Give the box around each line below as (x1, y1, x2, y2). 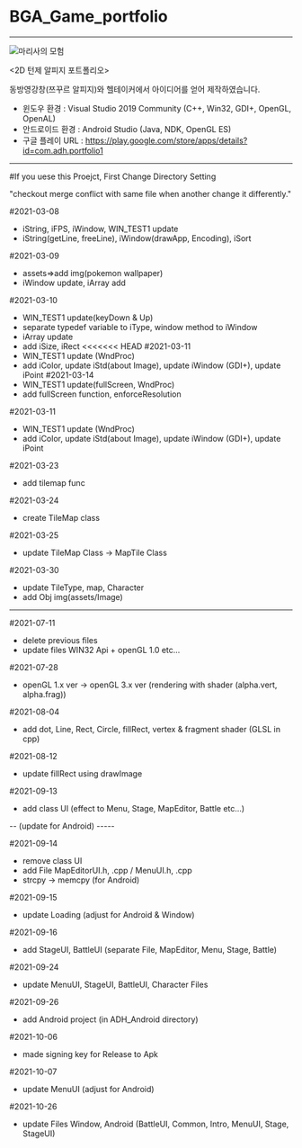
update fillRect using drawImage (22, 767, 143, 779)
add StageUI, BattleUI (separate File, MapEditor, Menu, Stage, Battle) (22, 944, 277, 955)
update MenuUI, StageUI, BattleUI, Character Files (22, 979, 209, 990)
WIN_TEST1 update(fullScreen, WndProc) (22, 379, 175, 390)
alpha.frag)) (22, 688, 67, 699)
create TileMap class (22, 512, 101, 523)
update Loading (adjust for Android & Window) (22, 909, 195, 919)
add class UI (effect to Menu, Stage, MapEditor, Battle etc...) (22, 803, 245, 813)
